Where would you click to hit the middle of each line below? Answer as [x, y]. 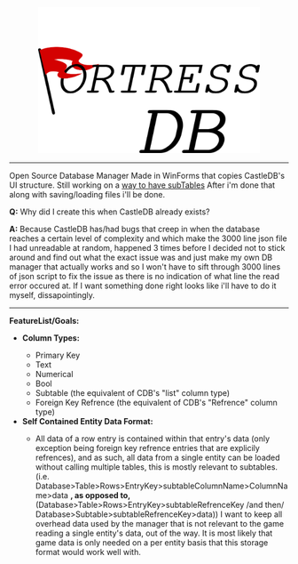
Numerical [54, 375]
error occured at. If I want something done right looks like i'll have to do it [143, 286]
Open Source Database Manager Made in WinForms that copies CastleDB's [147, 176]
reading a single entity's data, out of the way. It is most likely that [154, 533]
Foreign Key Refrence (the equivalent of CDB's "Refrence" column [156, 403]
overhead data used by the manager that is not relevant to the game [160, 524]
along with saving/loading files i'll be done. [87, 195]
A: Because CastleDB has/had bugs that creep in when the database [134, 230]
